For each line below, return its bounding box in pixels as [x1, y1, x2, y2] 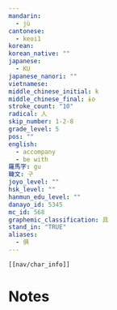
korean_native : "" [8, 50, 70, 58]
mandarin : [8, 11, 42, 20]
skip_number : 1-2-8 [8, 118, 74, 126]
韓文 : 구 [8, 170, 34, 179]
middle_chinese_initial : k [8, 87, 99, 96]
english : [8, 140, 38, 149]
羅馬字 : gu [8, 163, 42, 171]
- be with [15, 155, 48, 163]
